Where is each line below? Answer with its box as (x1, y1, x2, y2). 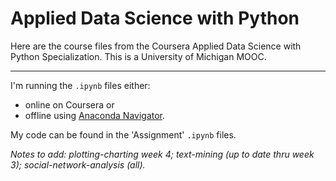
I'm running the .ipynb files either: (10, 79, 151, 91)
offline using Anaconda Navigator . (24, 109, 166, 121)
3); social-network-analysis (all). (10, 158, 146, 171)
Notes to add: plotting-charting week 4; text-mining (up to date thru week (10, 148, 315, 160)
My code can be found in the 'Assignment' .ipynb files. (10, 128, 237, 141)
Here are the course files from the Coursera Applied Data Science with (10, 40, 302, 52)
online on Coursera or (24, 98, 115, 111)
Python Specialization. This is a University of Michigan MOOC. (10, 50, 267, 62)
